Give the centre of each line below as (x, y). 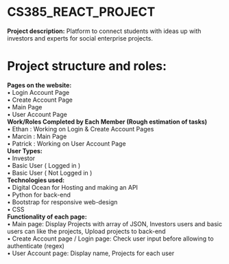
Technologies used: (36, 180)
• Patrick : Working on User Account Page (67, 143)
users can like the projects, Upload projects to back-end (86, 231)
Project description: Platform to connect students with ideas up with (104, 31)
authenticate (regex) (36, 245)
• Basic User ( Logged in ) (44, 165)
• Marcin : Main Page (37, 136)
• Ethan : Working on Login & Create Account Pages (81, 129)
